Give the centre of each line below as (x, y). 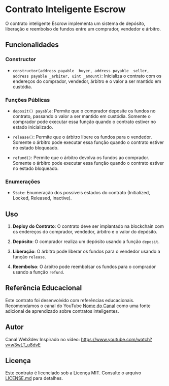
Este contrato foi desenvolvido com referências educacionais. (70, 300)
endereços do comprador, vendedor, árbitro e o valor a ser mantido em (87, 81)
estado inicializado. (33, 127)
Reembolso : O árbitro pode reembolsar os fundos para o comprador (84, 267)
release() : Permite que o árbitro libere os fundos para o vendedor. (82, 137)
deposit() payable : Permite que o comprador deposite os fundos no (84, 111)
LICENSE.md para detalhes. (34, 378)
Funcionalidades (32, 45)
